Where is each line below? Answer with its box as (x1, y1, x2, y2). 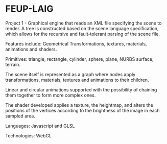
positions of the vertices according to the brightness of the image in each (5, 107, 160, 113)
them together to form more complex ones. (5, 92, 96, 98)
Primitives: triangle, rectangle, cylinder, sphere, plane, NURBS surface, (5, 56, 154, 62)
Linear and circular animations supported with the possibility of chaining (5, 86, 157, 92)
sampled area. (5, 113, 36, 119)
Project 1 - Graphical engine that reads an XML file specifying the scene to (5, 20, 162, 26)
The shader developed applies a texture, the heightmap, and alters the (5, 102, 153, 108)
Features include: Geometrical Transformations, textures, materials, (5, 40, 147, 46)
